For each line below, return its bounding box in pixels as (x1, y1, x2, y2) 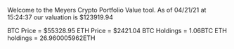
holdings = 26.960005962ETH (7, 34, 96, 42)
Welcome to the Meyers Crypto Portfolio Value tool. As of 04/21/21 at (7, 6, 207, 14)
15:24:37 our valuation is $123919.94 (7, 13, 114, 21)
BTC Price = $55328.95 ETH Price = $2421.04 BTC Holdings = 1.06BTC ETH (7, 27, 227, 35)
